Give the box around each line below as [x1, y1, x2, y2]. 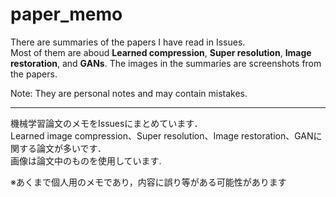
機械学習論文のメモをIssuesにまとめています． [10, 117, 203, 129]
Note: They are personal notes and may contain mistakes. [10, 87, 248, 99]
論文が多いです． [36, 142, 107, 154]
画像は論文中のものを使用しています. [10, 154, 162, 167]
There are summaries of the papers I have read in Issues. [10, 36, 246, 48]
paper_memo [10, 3, 123, 26]
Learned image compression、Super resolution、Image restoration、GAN [10, 129, 314, 142]
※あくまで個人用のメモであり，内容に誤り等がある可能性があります [10, 176, 287, 188]
